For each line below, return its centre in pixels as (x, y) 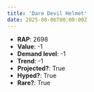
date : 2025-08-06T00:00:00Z (47, 20)
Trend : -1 (30, 61)
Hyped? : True (37, 75)
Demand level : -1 (42, 53)
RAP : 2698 (33, 39)
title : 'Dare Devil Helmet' (47, 13)
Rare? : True (34, 82)
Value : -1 (30, 46)
